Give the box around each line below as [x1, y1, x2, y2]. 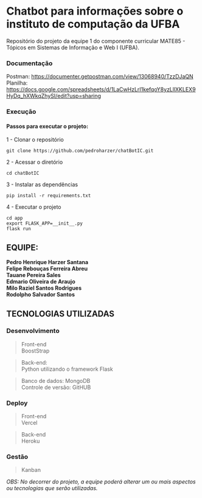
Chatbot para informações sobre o [6, 4, 184, 18]
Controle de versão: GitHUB [21, 384, 91, 391]
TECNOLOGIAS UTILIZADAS [6, 309, 114, 319]
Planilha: [6, 79, 28, 86]
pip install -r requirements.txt [6, 193, 91, 199]
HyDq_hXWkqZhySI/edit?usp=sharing [6, 93, 102, 100]
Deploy [6, 399, 28, 407]
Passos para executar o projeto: [6, 122, 89, 130]
